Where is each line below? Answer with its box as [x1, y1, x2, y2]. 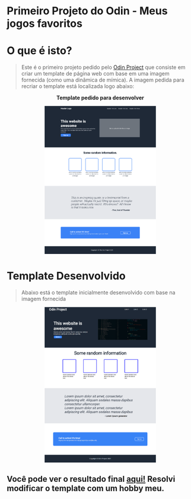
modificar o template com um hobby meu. [7, 484, 165, 494]
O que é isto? [7, 44, 72, 58]
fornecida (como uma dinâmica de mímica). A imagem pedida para [21, 76, 184, 84]
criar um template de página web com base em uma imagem [21, 70, 170, 77]
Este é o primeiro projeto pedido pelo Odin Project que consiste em [21, 64, 186, 71]
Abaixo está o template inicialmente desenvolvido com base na [21, 289, 176, 296]
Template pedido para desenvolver [56, 94, 144, 102]
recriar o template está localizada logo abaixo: [21, 83, 135, 90]
